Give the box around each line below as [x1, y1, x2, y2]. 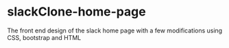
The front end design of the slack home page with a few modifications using [7, 26, 223, 34]
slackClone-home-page [7, 4, 146, 20]
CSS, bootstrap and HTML [7, 33, 82, 41]
